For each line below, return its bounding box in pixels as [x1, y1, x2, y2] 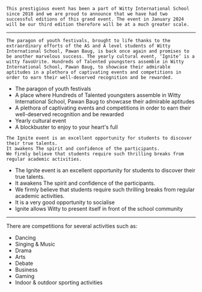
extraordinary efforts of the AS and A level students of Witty [6, 43, 171, 49]
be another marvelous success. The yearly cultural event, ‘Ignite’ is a [6, 54, 195, 60]
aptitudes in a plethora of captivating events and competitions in [6, 69, 182, 75]
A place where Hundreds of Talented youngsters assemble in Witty [14, 92, 182, 99]
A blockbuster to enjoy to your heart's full [14, 123, 118, 131]
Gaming [14, 273, 35, 279]
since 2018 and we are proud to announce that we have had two [6, 11, 168, 17]
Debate [14, 259, 34, 267]
